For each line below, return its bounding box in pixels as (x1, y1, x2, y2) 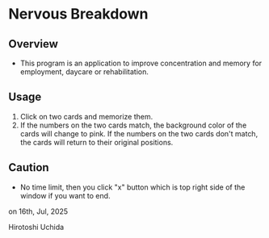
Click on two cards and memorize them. (19, 111, 153, 121)
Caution (8, 161, 50, 174)
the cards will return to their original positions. (19, 137, 174, 147)
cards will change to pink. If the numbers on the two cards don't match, (19, 128, 258, 138)
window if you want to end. (19, 190, 111, 200)
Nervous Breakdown (8, 5, 149, 23)
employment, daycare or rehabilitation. (19, 67, 149, 77)
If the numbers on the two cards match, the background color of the (19, 120, 247, 130)
